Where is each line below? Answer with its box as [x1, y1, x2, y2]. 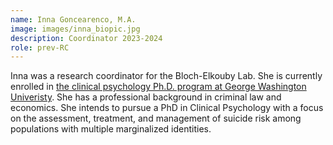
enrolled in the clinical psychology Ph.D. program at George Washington [10, 81, 307, 93]
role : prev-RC [10, 42, 70, 53]
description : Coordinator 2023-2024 [10, 33, 163, 43]
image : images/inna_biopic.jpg [10, 24, 141, 34]
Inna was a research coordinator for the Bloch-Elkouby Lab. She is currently [10, 70, 323, 82]
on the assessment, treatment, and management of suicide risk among [10, 112, 302, 125]
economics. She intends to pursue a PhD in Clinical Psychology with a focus [10, 102, 324, 114]
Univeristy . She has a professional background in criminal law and [10, 91, 282, 103]
